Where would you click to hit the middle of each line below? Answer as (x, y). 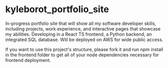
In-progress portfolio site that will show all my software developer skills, (81, 23)
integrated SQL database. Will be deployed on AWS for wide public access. (84, 40)
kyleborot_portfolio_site (57, 9)
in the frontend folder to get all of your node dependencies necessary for (82, 55)
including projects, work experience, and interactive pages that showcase (83, 28)
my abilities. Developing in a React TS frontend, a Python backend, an (79, 34)
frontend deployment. (28, 60)
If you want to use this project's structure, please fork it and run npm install (84, 49)
